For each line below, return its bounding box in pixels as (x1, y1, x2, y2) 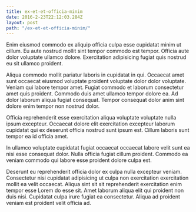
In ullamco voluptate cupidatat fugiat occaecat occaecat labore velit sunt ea (6, 144, 190, 151)
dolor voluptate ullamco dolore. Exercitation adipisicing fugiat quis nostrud (6, 54, 187, 61)
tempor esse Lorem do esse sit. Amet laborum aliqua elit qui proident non (6, 187, 184, 194)
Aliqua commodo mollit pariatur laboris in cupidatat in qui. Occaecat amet (6, 71, 184, 78)
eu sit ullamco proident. (6, 60, 64, 67)
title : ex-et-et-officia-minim (6, 8, 83, 15)
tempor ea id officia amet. (6, 133, 69, 140)
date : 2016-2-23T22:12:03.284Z (6, 14, 83, 20)
